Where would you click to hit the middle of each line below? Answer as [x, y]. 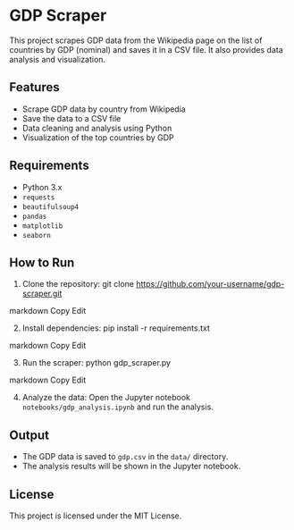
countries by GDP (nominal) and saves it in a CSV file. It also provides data [146, 49]
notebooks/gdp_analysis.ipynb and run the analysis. [118, 407]
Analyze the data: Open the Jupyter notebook [106, 398]
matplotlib [42, 226]
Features [34, 87]
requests [38, 198]
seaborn [36, 235]
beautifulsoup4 [50, 206]
